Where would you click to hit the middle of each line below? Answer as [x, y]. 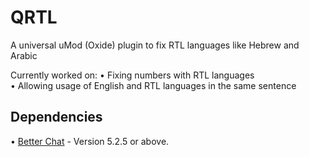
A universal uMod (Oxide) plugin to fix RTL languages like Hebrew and [155, 45]
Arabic [24, 55]
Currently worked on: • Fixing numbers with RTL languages [132, 75]
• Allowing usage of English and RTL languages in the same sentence [153, 85]
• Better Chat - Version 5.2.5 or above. [90, 141]
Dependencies [56, 117]
